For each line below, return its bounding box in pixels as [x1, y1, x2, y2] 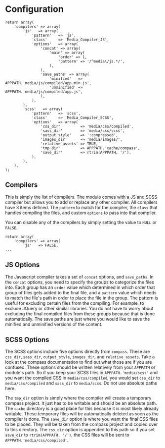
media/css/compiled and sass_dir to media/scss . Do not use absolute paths [5, 380, 157, 386]
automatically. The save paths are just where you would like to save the [5, 316, 150, 322]
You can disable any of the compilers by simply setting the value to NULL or [5, 219, 157, 225]
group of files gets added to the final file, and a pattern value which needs [5, 289, 157, 295]
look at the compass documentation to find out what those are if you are [5, 359, 152, 365]
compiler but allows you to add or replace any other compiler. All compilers [5, 199, 158, 205]
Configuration [5, 3, 64, 15]
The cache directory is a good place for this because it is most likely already [5, 405, 159, 412]
